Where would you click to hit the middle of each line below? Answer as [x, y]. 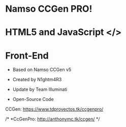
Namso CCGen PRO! [49, 9]
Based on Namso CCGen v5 [42, 70]
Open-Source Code [33, 99]
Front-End [27, 55]
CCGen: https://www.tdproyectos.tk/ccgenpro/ [54, 109]
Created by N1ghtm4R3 [37, 80]
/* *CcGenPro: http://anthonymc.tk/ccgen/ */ [53, 119]
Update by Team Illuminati [40, 89]
